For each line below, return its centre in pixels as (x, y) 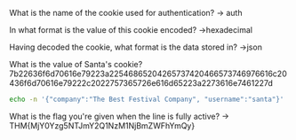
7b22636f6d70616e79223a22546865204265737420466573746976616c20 (148, 74)
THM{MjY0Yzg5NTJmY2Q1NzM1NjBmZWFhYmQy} (102, 125)
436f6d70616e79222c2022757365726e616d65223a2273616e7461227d (141, 83)
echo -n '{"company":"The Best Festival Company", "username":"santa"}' (147, 99)
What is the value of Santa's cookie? (76, 64)
